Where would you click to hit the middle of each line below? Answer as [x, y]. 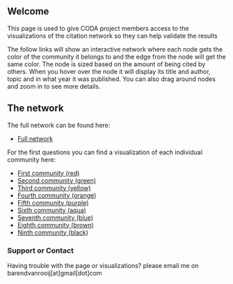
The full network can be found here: [59, 125]
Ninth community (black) [53, 232]
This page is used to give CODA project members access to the [98, 28]
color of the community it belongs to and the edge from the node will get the [116, 57]
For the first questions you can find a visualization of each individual [105, 152]
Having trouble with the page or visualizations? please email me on [103, 265]
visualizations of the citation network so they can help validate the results [112, 36]
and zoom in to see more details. [54, 86]
